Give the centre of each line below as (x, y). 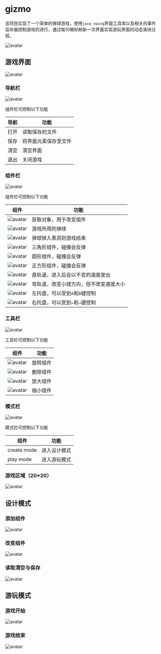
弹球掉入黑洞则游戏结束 (59, 238)
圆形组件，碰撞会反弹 (56, 257)
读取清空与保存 (23, 568)
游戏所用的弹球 (49, 229)
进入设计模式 (56, 450)
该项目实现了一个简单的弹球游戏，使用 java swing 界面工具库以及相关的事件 (80, 23)
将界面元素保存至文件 (47, 141)
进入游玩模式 (56, 459)
